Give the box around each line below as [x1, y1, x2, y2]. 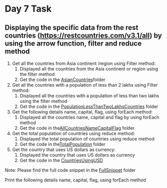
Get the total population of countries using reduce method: [12, 130, 135, 136]
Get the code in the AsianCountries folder [19, 77, 106, 83]
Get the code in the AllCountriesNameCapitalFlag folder [19, 125, 135, 131]
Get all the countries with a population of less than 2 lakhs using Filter [12, 82, 158, 88]
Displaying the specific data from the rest [5, 23, 139, 32]
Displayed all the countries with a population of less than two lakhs [19, 93, 159, 99]
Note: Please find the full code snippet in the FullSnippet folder [5, 167, 136, 173]
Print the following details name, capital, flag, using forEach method [5, 177, 147, 183]
